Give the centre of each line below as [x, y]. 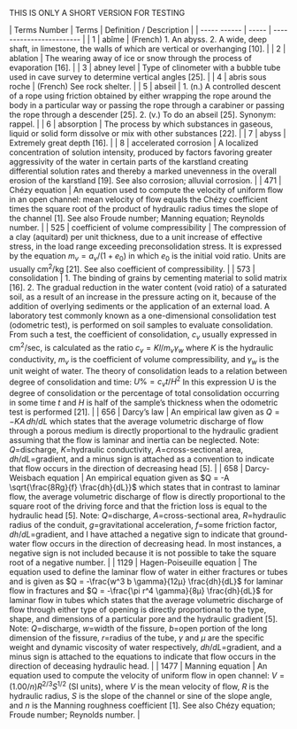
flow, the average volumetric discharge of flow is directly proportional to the [147, 496]
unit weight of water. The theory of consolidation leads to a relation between [148, 370]
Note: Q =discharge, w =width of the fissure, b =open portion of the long [138, 628]
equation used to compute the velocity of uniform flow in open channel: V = [147, 675]
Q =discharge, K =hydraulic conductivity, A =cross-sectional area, [126, 449]
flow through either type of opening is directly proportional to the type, [138, 609]
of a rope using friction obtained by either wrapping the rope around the [140, 96]
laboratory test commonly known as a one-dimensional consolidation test [143, 316]
